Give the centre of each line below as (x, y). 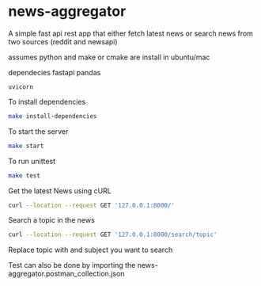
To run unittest (32, 161)
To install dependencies (47, 101)
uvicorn (21, 87)
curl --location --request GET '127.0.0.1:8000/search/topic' (113, 235)
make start (26, 146)
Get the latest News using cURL (60, 191)
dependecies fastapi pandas (55, 72)
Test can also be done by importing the (72, 265)
